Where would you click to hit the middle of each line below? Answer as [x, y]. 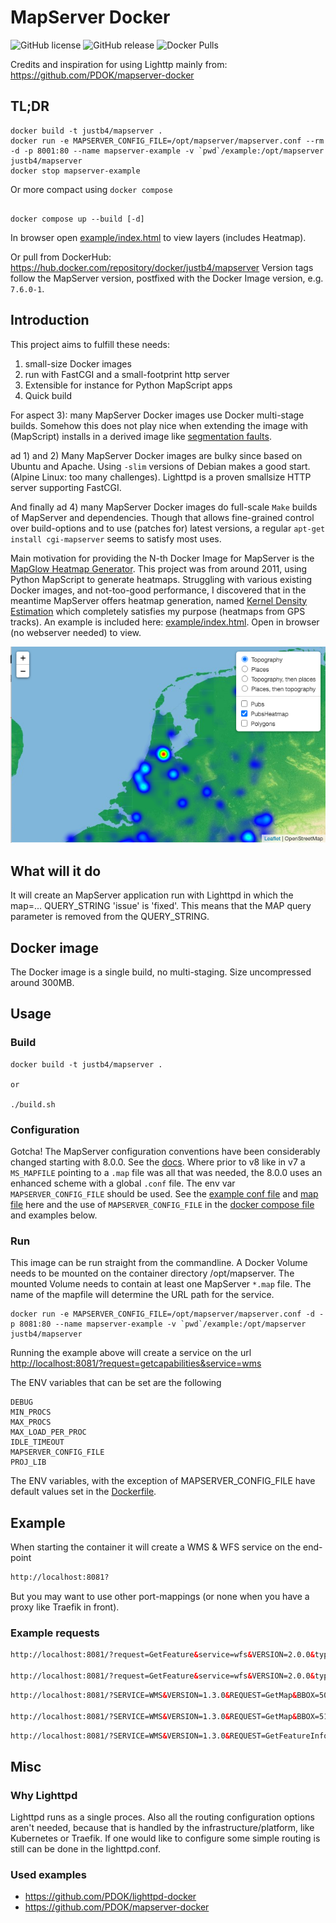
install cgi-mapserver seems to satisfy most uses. [116, 538]
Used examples [49, 1874]
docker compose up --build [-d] [77, 219]
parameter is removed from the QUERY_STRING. [110, 917]
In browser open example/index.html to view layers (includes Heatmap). [158, 237]
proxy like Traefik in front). [65, 1607]
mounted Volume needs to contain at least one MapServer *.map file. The [161, 1284]
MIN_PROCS [31, 1412]
